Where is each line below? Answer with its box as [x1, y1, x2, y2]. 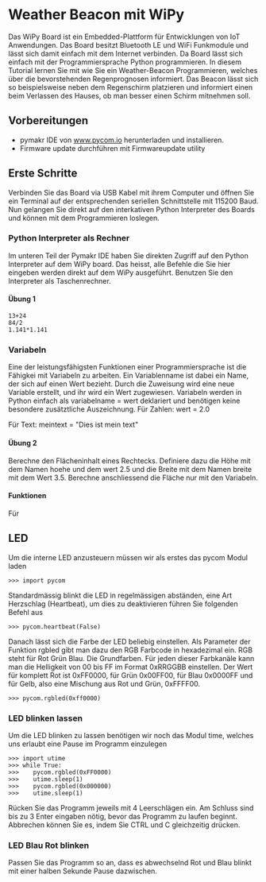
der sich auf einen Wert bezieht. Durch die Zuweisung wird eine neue [8, 379, 235, 389]
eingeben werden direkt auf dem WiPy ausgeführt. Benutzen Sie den [8, 268, 233, 277]
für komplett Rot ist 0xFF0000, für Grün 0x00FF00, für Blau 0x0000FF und [8, 670, 253, 680]
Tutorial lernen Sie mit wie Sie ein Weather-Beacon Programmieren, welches [8, 65, 258, 75]
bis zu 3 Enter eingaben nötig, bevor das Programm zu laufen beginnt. [8, 811, 238, 821]
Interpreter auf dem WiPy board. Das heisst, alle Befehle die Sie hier [8, 259, 231, 269]
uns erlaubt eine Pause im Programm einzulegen [8, 739, 168, 749]
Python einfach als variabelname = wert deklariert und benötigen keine [8, 396, 241, 406]
